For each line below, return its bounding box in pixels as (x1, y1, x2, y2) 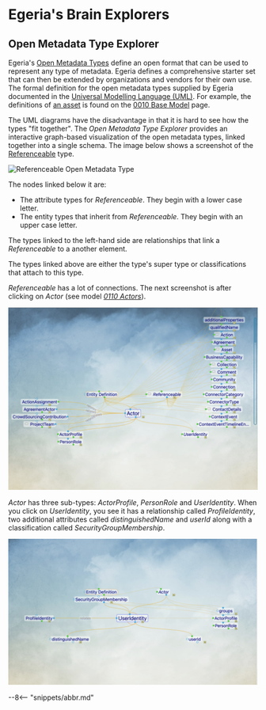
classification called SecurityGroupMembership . (8, 523, 165, 533)
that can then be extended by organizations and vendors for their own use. (8, 75, 253, 84)
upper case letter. (19, 220, 78, 230)
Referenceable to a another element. (8, 244, 128, 253)
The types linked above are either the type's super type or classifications (8, 260, 247, 268)
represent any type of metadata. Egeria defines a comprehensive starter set (8, 66, 256, 76)
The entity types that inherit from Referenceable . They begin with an (19, 212, 244, 221)
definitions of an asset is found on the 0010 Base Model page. (8, 101, 211, 109)
